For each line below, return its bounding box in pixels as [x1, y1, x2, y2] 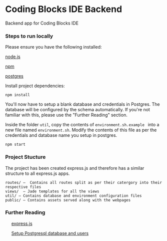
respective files [5, 184, 41, 189]
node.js [5, 54, 21, 60]
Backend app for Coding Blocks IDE [5, 20, 79, 26]
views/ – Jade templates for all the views [5, 189, 99, 194]
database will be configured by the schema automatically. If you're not [5, 107, 150, 113]
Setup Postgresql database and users [11, 230, 89, 236]
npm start [5, 142, 26, 147]
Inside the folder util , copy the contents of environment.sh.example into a [5, 122, 159, 128]
